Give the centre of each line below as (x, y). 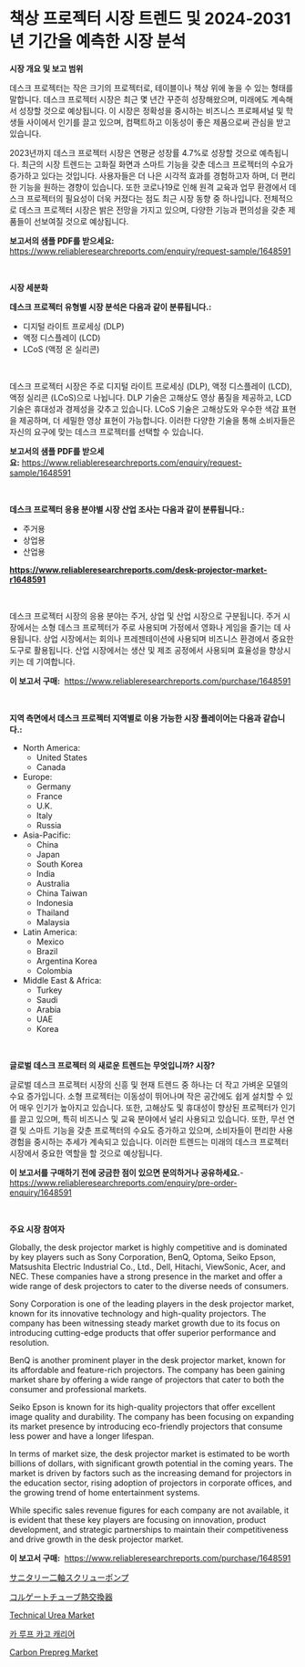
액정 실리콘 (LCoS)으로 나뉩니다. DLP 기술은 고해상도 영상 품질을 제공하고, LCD (151, 397)
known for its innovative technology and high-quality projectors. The (138, 1313)
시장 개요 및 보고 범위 (46, 68)
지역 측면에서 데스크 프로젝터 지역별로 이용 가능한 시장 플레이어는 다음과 (135, 718)
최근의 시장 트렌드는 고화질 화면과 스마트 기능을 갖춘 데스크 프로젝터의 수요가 (158, 164)
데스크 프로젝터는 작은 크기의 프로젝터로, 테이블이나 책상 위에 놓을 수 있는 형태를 (152, 88)
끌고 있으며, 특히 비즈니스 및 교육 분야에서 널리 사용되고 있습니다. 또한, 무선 (152, 1119)
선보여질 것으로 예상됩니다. (81, 221)
